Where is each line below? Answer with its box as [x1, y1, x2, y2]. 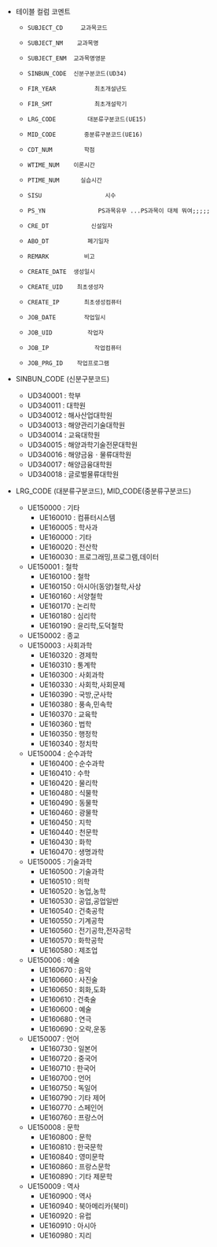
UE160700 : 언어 [39, 1073, 92, 1083]
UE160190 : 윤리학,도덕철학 [39, 621, 124, 630]
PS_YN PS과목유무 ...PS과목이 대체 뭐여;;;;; [27, 207, 211, 215]
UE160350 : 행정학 [39, 729, 98, 738]
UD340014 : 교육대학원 [27, 430, 101, 439]
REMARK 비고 [27, 253, 96, 260]
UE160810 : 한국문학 [39, 1142, 104, 1151]
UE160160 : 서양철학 [39, 592, 104, 600]
